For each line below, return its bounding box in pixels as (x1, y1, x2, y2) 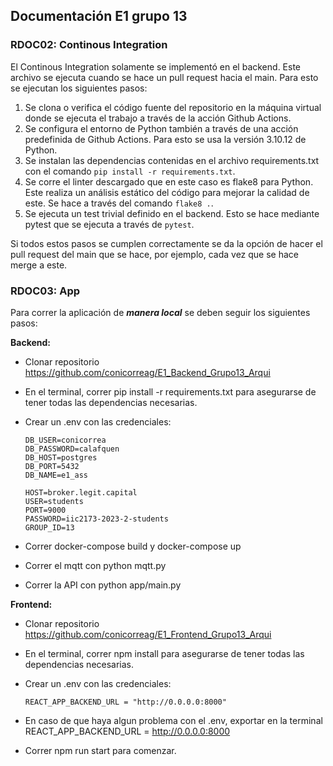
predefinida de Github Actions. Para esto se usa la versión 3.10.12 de (24, 133, 307, 145)
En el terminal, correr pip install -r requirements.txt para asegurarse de (24, 385, 317, 398)
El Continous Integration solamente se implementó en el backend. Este (10, 60, 302, 73)
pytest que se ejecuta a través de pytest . (24, 218, 195, 230)
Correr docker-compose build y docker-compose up (24, 540, 242, 552)
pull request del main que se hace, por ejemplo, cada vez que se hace (10, 248, 299, 260)
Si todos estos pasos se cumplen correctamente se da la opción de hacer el (10, 237, 323, 249)
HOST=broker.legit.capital (24, 487, 138, 498)
